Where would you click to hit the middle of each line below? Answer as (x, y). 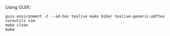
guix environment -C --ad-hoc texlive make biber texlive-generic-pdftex (85, 16)
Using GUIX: (18, 7)
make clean (17, 25)
